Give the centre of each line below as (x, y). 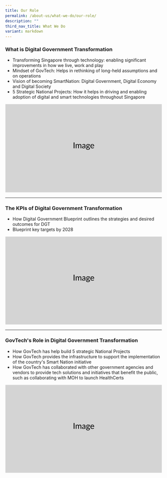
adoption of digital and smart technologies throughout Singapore (79, 97)
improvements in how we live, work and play (58, 66)
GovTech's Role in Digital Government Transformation (72, 341)
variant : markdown (24, 32)
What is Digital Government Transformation (59, 50)
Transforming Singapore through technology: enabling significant (79, 60)
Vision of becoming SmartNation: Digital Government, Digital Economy (84, 81)
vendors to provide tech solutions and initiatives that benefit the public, (85, 372)
